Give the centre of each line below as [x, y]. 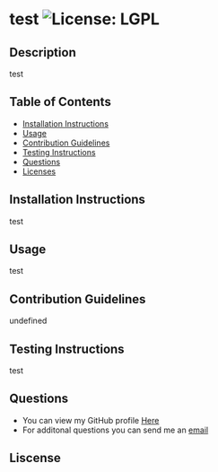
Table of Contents [61, 102]
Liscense [35, 458]
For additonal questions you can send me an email [115, 430]
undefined [28, 321]
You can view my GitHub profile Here [91, 420]
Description [43, 52]
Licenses [39, 171]
